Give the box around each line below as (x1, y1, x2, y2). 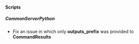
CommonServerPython (5, 16, 55, 22)
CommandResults (12, 33, 52, 40)
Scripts (5, 4, 21, 10)
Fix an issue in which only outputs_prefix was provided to (12, 28, 134, 34)
